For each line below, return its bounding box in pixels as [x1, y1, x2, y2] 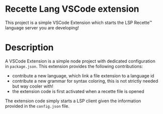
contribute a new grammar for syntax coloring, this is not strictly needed [12, 78, 158, 84]
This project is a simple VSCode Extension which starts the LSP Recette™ [5, 20, 152, 25]
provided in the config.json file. [5, 103, 70, 109]
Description [5, 42, 54, 53]
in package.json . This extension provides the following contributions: [5, 63, 143, 69]
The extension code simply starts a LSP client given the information [5, 98, 141, 104]
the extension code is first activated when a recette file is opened [12, 88, 144, 94]
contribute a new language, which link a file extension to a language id [12, 72, 154, 79]
